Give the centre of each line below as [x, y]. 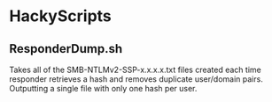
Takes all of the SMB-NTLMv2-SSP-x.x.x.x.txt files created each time [135, 69]
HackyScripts [61, 16]
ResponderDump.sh [66, 49]
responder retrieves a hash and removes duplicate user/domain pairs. [136, 79]
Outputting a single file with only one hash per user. [103, 88]
